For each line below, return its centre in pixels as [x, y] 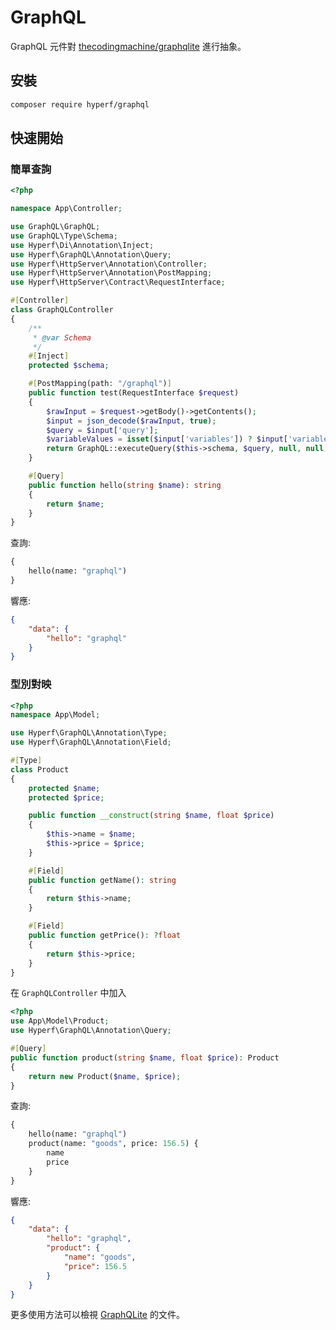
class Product [40, 769]
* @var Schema [62, 337]
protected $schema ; [69, 366]
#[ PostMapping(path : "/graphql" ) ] [100, 384]
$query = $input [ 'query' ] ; [102, 430]
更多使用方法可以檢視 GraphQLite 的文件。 [97, 1315]
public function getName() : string [102, 880]
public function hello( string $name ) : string [125, 485]
